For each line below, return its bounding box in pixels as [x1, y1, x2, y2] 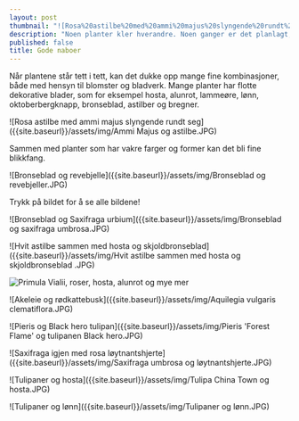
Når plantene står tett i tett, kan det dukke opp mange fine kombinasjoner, [9, 70, 280, 81]
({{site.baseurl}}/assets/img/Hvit [9, 251, 129, 261]
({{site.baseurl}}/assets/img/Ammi [9, 126, 135, 136]
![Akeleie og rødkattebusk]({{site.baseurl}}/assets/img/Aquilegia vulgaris [9, 294, 276, 305]
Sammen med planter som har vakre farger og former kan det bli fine [9, 144, 262, 154]
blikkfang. [9, 153, 46, 163]
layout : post [9, 12, 58, 22]
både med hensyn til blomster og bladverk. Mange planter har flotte [9, 80, 257, 91]
